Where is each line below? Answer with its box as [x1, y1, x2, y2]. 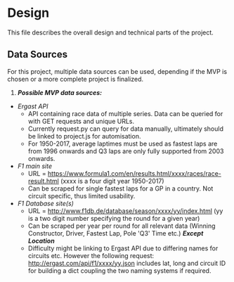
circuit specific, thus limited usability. [27, 191, 136, 200]
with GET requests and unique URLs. [27, 117, 135, 125]
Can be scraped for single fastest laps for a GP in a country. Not [27, 184, 214, 193]
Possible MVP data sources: [17, 88, 103, 96]
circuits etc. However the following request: [27, 251, 155, 259]
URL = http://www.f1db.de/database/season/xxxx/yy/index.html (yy [27, 206, 223, 215]
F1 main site [17, 162, 53, 170]
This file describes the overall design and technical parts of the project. [7, 28, 214, 37]
